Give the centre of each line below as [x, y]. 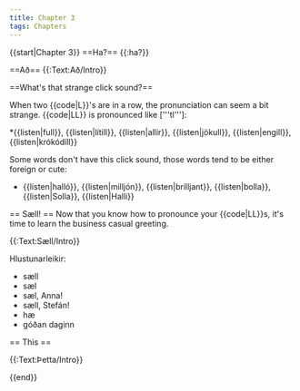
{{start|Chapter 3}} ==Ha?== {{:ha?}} [80, 52]
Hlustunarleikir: [38, 259]
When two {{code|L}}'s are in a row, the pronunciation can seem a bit [139, 104]
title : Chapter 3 [42, 18]
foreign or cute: [39, 169]
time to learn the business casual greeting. [89, 223]
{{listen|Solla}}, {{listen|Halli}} [78, 196]
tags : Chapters [38, 26]
